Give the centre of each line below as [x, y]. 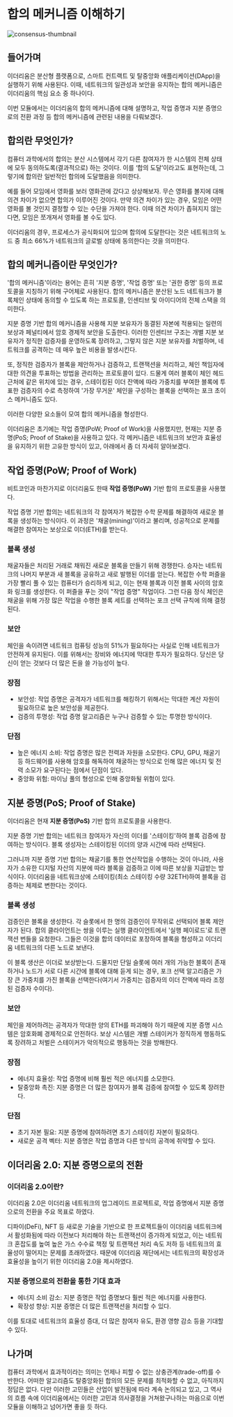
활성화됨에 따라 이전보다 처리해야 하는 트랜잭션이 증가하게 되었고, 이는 [109, 1235]
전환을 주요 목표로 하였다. [60, 1212]
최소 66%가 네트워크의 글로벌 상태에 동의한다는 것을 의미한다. [106, 240]
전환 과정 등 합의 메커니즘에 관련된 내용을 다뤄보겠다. [91, 116]
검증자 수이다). [34, 989]
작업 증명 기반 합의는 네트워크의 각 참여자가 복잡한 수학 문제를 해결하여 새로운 [112, 512]
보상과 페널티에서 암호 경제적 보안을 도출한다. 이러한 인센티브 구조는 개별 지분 [112, 332]
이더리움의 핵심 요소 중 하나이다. [51, 93]
